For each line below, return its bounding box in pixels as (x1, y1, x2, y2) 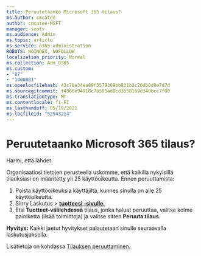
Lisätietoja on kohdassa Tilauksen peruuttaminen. (6, 243, 131, 250)
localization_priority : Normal (6, 54, 86, 60)
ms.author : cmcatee (6, 15, 56, 21)
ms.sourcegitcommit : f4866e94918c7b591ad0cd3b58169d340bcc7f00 (6, 88, 171, 94)
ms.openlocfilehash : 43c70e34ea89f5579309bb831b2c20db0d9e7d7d (6, 83, 171, 89)
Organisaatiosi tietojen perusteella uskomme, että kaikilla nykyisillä (6, 168, 174, 176)
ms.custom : (6, 65, 34, 72)
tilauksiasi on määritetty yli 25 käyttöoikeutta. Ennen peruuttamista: (6, 175, 175, 182)
